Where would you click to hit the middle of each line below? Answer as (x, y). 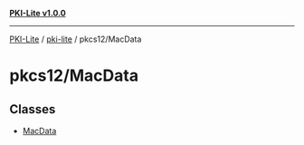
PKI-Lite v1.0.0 (38, 13)
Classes (33, 109)
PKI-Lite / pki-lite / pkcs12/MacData (76, 39)
